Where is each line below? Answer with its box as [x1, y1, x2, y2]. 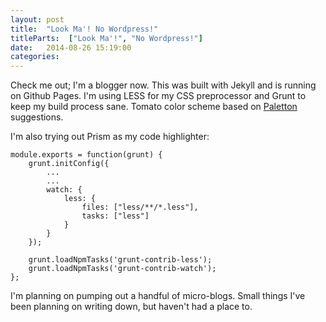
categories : [10, 52, 60, 62]
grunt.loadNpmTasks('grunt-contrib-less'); [28, 255, 213, 265]
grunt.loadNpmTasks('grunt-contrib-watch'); [28, 264, 217, 274]
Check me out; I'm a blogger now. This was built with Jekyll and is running [10, 79, 317, 91]
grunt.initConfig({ [28, 159, 110, 169]
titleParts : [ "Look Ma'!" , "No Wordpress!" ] [10, 33, 203, 43]
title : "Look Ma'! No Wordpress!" [10, 24, 159, 34]
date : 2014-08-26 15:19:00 [10, 42, 132, 53]
